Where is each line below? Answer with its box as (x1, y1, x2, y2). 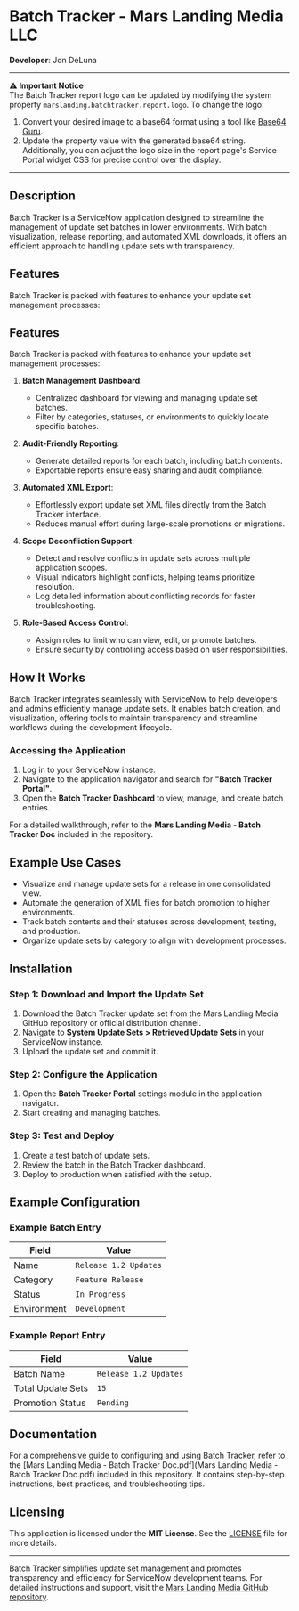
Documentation (9, 1427, 98, 1442)
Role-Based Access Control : (21, 617, 129, 629)
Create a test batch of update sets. (21, 1150, 150, 1160)
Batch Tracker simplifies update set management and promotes (9, 1563, 242, 1574)
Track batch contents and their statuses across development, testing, (21, 916, 277, 927)
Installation (9, 961, 73, 976)
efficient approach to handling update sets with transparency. (9, 240, 235, 251)
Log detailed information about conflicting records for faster (35, 590, 256, 602)
